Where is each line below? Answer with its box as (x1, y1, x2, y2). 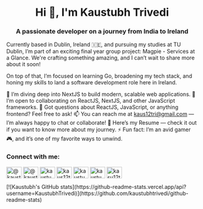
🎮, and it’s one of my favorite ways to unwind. (6, 135, 123, 142)
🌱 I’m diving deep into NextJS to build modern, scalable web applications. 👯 (6, 91, 196, 98)
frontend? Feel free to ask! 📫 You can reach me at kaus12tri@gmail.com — (6, 111, 194, 118)
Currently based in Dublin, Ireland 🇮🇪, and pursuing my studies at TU (6, 41, 181, 48)
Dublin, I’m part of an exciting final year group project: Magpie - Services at (6, 48, 196, 55)
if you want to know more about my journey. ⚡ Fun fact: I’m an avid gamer (6, 126, 191, 133)
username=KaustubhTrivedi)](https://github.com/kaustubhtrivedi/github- (6, 190, 189, 197)
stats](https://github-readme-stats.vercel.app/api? (60, 183, 187, 190)
